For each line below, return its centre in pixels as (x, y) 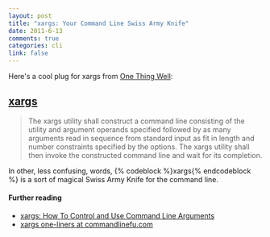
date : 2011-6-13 (35, 31)
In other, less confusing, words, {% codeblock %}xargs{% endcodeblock (130, 171)
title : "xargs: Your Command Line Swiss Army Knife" (99, 23)
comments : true (34, 38)
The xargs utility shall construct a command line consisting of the (136, 121)
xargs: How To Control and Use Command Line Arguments (117, 216)
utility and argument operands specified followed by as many (129, 129)
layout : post (30, 16)
